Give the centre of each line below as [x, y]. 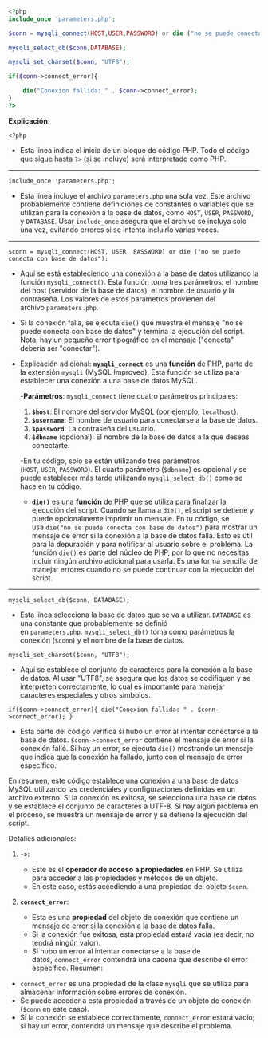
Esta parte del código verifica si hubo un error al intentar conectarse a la [139, 731]
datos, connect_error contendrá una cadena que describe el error [140, 959]
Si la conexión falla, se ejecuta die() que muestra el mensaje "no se [131, 322]
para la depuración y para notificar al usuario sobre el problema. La [142, 544]
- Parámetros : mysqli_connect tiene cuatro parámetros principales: [128, 395]
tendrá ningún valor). [66, 942]
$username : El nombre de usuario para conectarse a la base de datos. [145, 419]
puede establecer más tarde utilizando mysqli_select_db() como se [131, 478]
